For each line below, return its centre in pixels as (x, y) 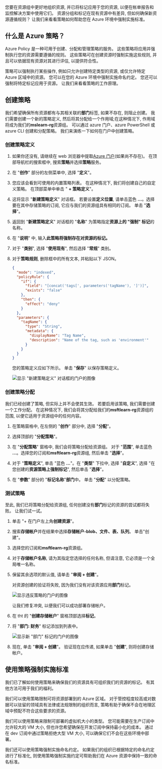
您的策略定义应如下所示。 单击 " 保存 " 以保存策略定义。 (67, 368)
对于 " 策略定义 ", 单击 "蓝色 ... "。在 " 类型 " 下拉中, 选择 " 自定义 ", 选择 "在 (83, 463)
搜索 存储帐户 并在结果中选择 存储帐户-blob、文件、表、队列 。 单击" (78, 531)
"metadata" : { (39, 331)
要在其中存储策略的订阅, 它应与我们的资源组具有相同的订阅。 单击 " (79, 205)
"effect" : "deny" (43, 304)
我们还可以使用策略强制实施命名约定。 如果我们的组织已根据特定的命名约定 (80, 750)
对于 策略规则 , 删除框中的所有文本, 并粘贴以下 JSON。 (65, 258)
